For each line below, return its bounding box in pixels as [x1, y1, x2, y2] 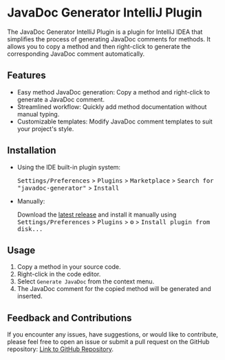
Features [7, 70, 46, 81]
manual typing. [17, 110, 60, 118]
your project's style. [17, 124, 74, 132]
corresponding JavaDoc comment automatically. [7, 50, 145, 58]
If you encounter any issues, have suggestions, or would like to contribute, [7, 330, 218, 339]
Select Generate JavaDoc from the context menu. [17, 277, 155, 286]
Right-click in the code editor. [17, 270, 101, 279]
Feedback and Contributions [7, 312, 132, 323]
